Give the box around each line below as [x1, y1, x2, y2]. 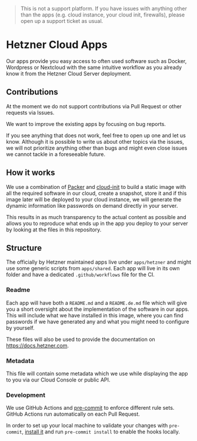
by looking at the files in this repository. [6, 226, 102, 233]
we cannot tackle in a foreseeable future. [6, 150, 106, 158]
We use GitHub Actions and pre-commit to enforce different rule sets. [6, 404, 175, 412]
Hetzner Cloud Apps [6, 38, 108, 52]
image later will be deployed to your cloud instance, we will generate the [6, 195, 182, 203]
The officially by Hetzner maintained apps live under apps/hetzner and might [6, 258, 192, 266]
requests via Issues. [6, 109, 55, 116]
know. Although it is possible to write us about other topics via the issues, [6, 138, 184, 145]
